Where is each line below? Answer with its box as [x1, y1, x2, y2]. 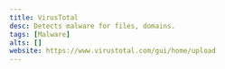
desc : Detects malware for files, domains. [9, 22, 176, 30]
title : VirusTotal [9, 13, 79, 22]
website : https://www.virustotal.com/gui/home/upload [9, 47, 217, 56]
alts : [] [9, 38, 42, 47]
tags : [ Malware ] [9, 30, 70, 39]
